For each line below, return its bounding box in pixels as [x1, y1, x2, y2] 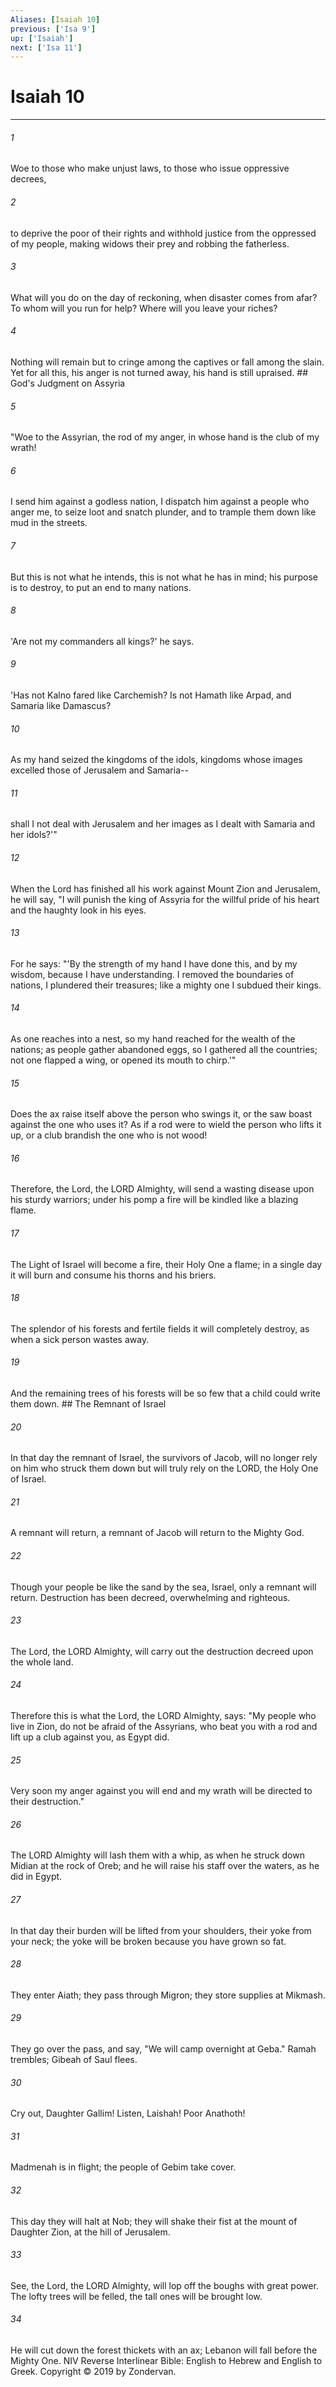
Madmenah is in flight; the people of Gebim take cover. [10, 2161, 237, 2173]
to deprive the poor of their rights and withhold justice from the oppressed [10, 227, 317, 239]
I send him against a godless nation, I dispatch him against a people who [10, 496, 310, 508]
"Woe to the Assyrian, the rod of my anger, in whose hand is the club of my [10, 431, 320, 443]
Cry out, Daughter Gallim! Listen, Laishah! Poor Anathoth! [10, 2107, 246, 2120]
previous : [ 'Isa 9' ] [10, 24, 97, 34]
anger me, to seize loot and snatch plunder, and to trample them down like [10, 506, 317, 518]
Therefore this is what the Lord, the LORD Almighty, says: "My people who [10, 1710, 317, 1722]
